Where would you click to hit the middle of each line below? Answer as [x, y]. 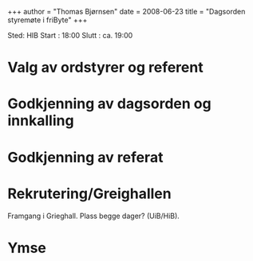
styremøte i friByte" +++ [47, 20]
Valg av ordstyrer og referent [106, 68]
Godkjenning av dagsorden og [110, 104]
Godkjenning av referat [85, 157]
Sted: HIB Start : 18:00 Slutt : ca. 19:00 [70, 35]
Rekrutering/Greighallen [90, 193]
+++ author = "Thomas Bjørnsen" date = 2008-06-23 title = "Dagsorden [126, 12]
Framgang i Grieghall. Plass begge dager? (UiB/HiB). [94, 216]
